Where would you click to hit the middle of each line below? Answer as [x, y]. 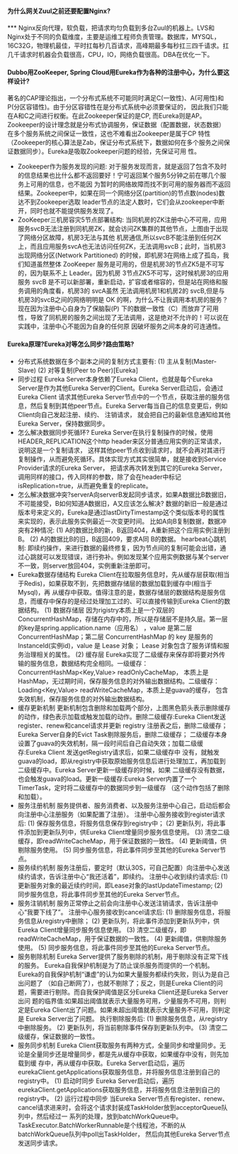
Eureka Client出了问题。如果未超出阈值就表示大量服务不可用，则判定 [130, 1010]
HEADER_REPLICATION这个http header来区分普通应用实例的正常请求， [121, 441]
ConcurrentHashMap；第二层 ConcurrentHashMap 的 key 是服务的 [115, 637]
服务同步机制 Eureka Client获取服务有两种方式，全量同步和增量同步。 [119, 1045]
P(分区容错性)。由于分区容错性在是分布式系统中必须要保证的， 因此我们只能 [118, 107]
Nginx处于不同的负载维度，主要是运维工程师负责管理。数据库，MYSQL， [114, 37]
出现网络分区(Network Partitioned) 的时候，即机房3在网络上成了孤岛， [120, 255]
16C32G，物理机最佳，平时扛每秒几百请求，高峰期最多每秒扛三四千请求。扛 [118, 45]
